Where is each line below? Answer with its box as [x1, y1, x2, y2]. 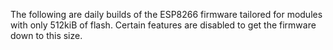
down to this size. [10, 30, 83, 41]
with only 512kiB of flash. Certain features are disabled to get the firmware [10, 19, 317, 31]
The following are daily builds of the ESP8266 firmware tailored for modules [10, 9, 323, 20]
